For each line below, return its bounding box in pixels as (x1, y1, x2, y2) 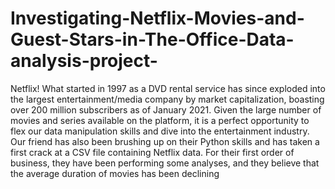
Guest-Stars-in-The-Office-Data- (10, 28, 295, 51)
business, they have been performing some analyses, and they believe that (10, 157, 320, 169)
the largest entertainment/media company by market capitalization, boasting (10, 93, 325, 105)
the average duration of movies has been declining (10, 167, 220, 179)
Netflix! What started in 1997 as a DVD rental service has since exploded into (10, 82, 326, 94)
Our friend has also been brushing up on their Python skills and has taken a (10, 135, 320, 147)
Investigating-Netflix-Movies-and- (10, 7, 305, 30)
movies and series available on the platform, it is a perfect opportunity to (10, 114, 310, 126)
